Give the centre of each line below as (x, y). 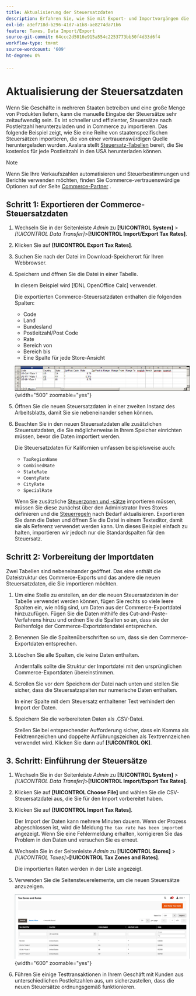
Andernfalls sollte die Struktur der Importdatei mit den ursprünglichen (98, 666)
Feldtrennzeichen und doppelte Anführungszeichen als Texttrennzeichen (102, 736)
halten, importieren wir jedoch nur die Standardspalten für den (90, 532)
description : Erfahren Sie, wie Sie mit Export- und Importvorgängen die (98, 18)
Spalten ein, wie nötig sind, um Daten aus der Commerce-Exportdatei (98, 607)
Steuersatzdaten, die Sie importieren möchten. (62, 583)
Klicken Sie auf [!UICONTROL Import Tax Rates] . (73, 810)
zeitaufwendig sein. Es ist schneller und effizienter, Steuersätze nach (89, 120)
